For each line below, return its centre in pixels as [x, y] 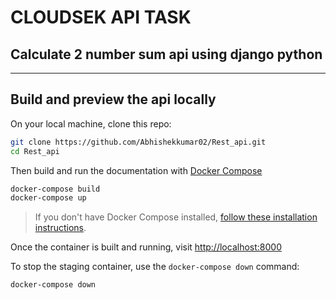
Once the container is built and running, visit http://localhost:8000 [146, 247]
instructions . [60, 228]
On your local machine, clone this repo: [91, 123]
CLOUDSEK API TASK [101, 17]
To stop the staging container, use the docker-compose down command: [155, 267]
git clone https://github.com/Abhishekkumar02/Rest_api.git [138, 142]
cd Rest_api [35, 151]
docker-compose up [48, 198]
